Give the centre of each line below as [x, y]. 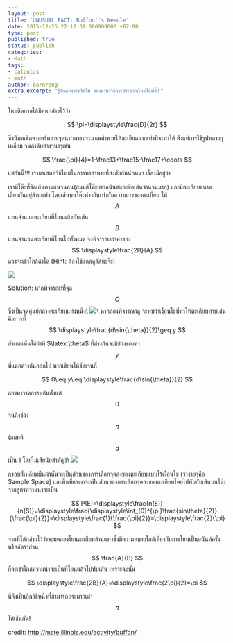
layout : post [27, 14]
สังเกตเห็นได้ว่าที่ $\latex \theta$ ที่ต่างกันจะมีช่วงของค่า [74, 343]
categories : [25, 53]
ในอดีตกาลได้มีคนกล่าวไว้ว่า [39, 111]
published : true [31, 40]
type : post [24, 33]
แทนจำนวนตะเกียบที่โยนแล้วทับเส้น [48, 217]
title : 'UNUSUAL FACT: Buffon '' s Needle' [69, 20]
